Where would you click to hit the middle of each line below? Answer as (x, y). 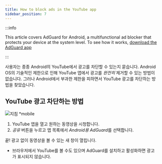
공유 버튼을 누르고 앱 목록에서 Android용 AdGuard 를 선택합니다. (73, 130)
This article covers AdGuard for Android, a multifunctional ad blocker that (78, 37)
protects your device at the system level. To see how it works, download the (81, 42)
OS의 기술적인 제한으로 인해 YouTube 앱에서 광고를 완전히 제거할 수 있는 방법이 (80, 72)
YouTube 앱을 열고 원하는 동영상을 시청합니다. (56, 124)
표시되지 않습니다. (34, 157)
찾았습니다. (24, 84)
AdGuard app (18, 47)
